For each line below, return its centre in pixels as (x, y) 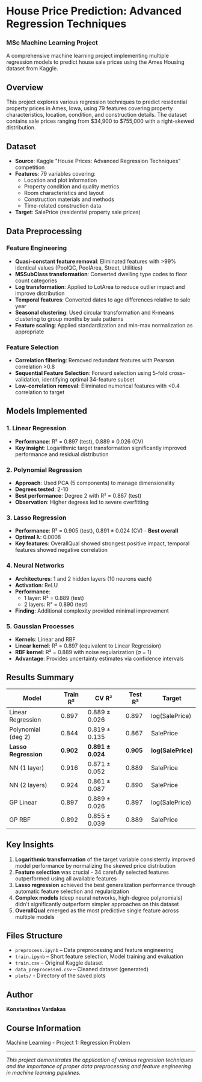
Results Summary (40, 677)
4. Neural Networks (35, 566)
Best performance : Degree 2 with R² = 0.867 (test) (78, 496)
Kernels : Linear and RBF (45, 639)
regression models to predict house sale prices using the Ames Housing (95, 62)
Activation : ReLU (36, 585)
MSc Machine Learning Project (52, 43)
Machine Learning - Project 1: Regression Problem (68, 1043)
